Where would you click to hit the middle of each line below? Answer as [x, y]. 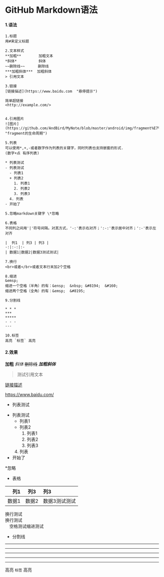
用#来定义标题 [17, 41]
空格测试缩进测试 [27, 526]
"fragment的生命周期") [26, 134]
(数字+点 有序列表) [22, 153]
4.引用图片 [15, 119]
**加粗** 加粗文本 [29, 56]
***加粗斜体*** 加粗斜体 [29, 72]
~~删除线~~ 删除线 [27, 66]
